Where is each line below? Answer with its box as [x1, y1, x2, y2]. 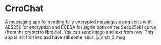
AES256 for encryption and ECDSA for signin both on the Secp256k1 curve [5, 24, 156, 30]
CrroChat [5, 3, 44, 14]
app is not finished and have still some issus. [5, 34, 95, 40]
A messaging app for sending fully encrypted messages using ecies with [5, 19, 152, 25]
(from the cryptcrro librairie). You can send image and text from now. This [5, 29, 154, 35]
